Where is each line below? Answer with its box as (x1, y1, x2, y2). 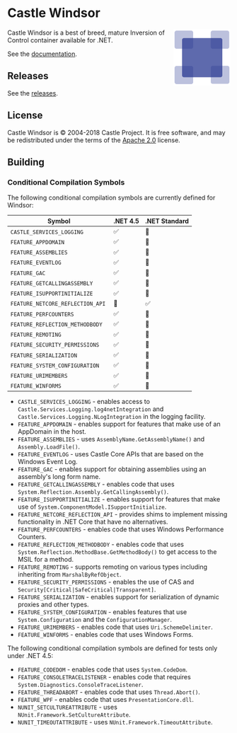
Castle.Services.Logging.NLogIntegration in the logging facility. (17, 412, 206, 421)
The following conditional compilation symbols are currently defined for (7, 193, 216, 202)
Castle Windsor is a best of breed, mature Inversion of (7, 28, 165, 37)
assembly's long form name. (17, 473, 101, 481)
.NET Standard (144, 217, 190, 225)
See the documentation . (7, 50, 78, 58)
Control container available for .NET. (7, 35, 113, 44)
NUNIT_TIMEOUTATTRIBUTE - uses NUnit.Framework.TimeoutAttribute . (17, 718, 213, 727)
